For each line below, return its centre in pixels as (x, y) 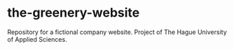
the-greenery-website (74, 13)
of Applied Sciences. (37, 39)
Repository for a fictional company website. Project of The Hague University (117, 32)
